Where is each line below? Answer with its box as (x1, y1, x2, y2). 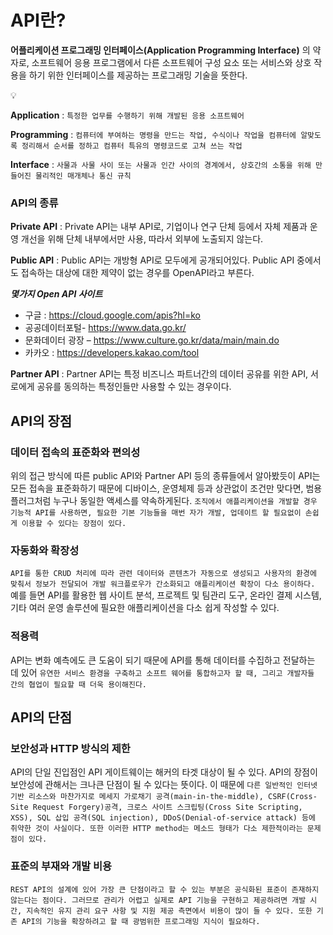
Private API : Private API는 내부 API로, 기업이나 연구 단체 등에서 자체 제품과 (10, 221, 308, 233)
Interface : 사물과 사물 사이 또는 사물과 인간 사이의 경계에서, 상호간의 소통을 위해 (10, 158, 312, 170)
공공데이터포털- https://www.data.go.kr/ (24, 322, 187, 334)
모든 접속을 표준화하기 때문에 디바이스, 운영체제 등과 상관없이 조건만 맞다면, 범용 (10, 482, 323, 494)
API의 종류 (10, 196, 59, 210)
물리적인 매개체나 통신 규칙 (34, 171, 132, 181)
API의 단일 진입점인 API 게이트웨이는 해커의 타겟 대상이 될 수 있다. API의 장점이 (10, 766, 318, 778)
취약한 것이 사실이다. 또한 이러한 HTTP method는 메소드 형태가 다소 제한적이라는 (10, 824, 303, 834)
